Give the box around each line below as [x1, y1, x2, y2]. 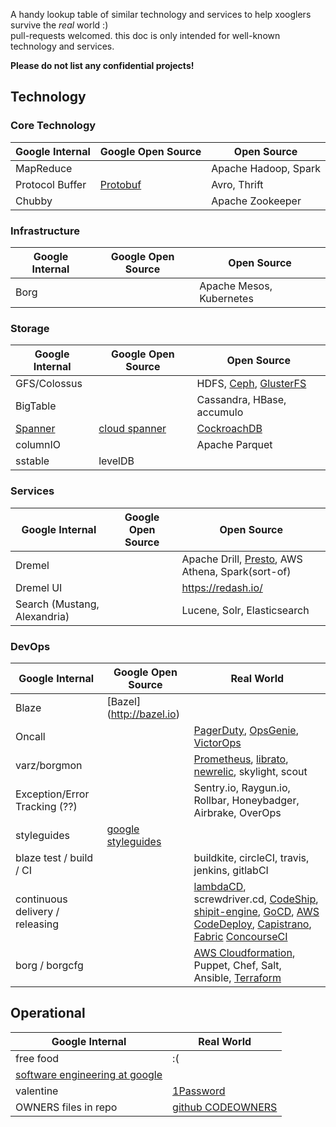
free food [15, 1051, 60, 1065]
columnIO [15, 438, 62, 452]
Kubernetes [199, 291, 254, 305]
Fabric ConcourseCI [193, 929, 288, 943]
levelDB [98, 454, 135, 468]
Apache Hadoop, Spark [211, 161, 321, 175]
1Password [172, 1084, 226, 1098]
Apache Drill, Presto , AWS [181, 552, 303, 566]
